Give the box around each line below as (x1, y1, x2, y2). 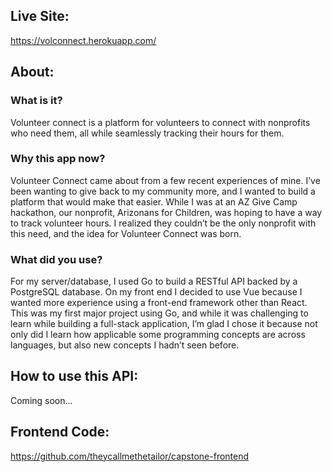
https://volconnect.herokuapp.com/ (10, 34, 157, 46)
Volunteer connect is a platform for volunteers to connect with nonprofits (10, 116, 311, 128)
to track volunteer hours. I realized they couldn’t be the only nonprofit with (10, 217, 317, 229)
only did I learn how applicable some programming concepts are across (10, 329, 306, 341)
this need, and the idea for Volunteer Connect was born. (10, 227, 242, 239)
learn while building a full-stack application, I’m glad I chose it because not (10, 318, 318, 330)
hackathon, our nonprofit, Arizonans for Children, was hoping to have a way (10, 206, 323, 218)
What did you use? (10, 252, 103, 266)
